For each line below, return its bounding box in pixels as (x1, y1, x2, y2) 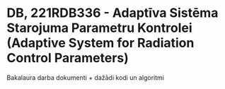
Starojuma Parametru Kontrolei (6, 20, 192, 36)
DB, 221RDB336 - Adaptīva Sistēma (6, 5, 219, 21)
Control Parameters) (6, 50, 129, 66)
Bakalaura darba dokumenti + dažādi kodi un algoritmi (6, 73, 164, 82)
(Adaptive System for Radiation (6, 35, 195, 51)
